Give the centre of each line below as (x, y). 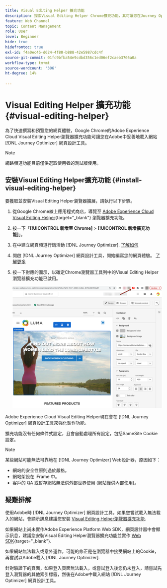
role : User (16, 32)
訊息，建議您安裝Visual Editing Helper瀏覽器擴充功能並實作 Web (75, 535)
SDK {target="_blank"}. (28, 541)
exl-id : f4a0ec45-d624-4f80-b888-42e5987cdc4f (54, 52)
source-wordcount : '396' (31, 68)
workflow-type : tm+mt (28, 63)
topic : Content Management (33, 26)
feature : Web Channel (28, 21)
